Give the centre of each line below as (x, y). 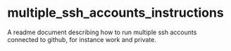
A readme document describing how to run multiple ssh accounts (102, 32)
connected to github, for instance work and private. (82, 39)
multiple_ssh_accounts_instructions (115, 13)
